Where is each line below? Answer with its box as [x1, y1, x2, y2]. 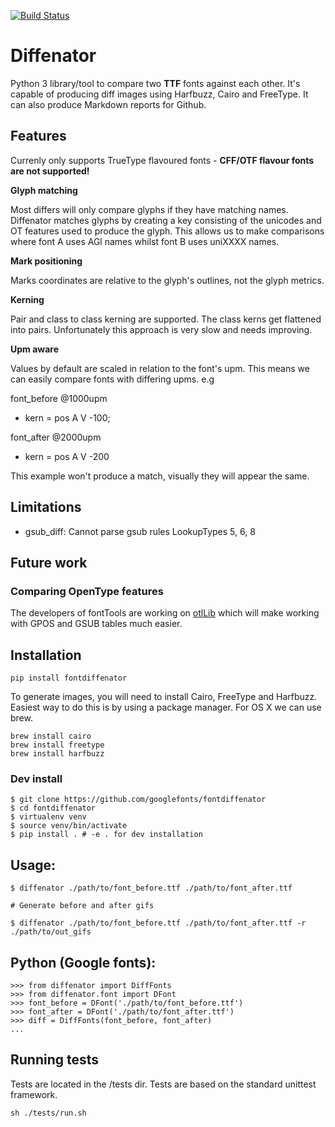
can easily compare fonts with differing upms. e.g [10, 373, 215, 385]
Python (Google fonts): [10, 954, 157, 971]
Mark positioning [10, 255, 83, 267]
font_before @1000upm [10, 392, 108, 404]
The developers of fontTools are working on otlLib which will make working [10, 607, 320, 619]
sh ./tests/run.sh [10, 1108, 87, 1118]
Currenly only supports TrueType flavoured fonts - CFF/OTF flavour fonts [10, 154, 315, 166]
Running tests [10, 1051, 100, 1069]
